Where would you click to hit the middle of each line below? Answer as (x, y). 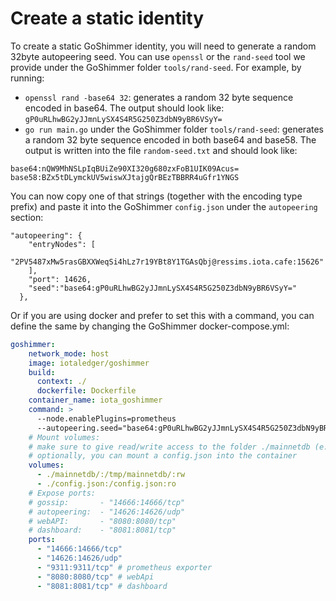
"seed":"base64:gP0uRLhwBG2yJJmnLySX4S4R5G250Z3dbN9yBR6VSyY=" (163, 288)
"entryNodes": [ (62, 244)
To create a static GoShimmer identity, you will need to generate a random (163, 46)
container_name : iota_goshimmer (95, 400)
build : (42, 372)
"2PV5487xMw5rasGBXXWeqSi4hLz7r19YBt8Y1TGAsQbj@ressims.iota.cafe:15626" (167, 262)
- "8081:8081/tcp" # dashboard (102, 586)
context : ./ (61, 382)
